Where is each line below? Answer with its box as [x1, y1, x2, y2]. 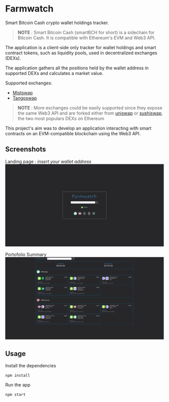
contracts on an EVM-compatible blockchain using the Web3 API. [5, 130, 141, 136]
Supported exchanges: [5, 80, 53, 86]
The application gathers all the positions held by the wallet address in [5, 65, 149, 71]
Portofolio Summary [5, 252, 47, 258]
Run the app [5, 382, 31, 388]
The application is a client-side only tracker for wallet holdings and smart [5, 44, 156, 50]
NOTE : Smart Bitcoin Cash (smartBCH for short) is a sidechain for [17, 29, 155, 35]
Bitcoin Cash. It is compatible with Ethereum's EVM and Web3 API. [17, 35, 156, 41]
